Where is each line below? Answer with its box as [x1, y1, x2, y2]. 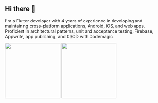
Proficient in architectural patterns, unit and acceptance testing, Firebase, [5, 28, 154, 34]
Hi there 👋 [5, 5, 36, 13]
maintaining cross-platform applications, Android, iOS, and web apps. [5, 23, 145, 29]
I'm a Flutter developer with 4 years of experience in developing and [5, 18, 143, 23]
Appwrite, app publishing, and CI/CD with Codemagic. [5, 33, 114, 39]
